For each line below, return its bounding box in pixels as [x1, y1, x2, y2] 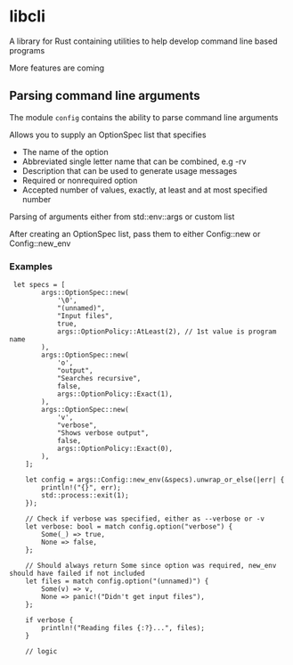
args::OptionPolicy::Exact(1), [56, 390, 174, 398]
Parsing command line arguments [9, 88, 200, 103]
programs [9, 45, 45, 55]
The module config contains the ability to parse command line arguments [9, 111, 279, 122]
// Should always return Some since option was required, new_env [25, 562, 277, 571]
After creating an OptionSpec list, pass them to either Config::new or [9, 228, 261, 239]
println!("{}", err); [41, 483, 122, 492]
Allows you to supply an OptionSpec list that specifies [9, 129, 207, 140]
